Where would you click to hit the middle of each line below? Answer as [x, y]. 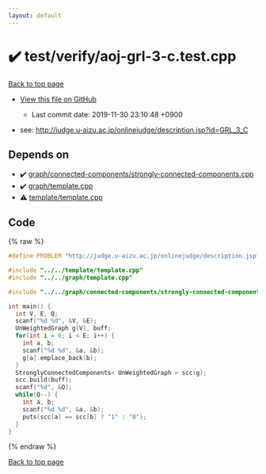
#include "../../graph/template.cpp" [70, 277]
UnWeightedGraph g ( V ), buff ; [63, 329]
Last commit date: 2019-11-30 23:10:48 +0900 [107, 114]
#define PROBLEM [35, 256]
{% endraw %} [32, 447]
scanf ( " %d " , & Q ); [44, 388]
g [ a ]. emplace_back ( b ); [60, 357]
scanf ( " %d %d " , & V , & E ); [56, 321]
